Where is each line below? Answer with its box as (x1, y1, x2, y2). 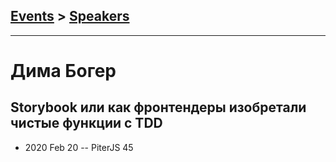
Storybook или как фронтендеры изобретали (10, 99, 307, 116)
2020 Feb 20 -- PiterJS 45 (24, 141, 134, 153)
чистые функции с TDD (10, 115, 163, 132)
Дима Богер (10, 60, 117, 82)
